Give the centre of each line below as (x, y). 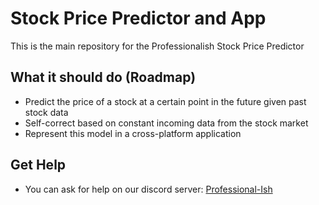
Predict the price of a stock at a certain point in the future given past (165, 101)
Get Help (38, 165)
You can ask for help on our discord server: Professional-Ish (148, 189)
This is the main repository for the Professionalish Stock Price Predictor (157, 46)
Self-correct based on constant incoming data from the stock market (166, 123)
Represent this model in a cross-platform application (133, 133)
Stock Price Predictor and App (138, 18)
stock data (46, 112)
